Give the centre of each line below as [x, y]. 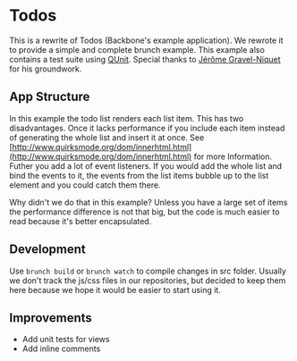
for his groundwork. [46, 69]
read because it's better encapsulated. [81, 221]
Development [48, 250]
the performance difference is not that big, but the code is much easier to [144, 212]
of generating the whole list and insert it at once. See [107, 137]
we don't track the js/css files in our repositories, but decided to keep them [148, 280]
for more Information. [233, 156]
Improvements [51, 318]
